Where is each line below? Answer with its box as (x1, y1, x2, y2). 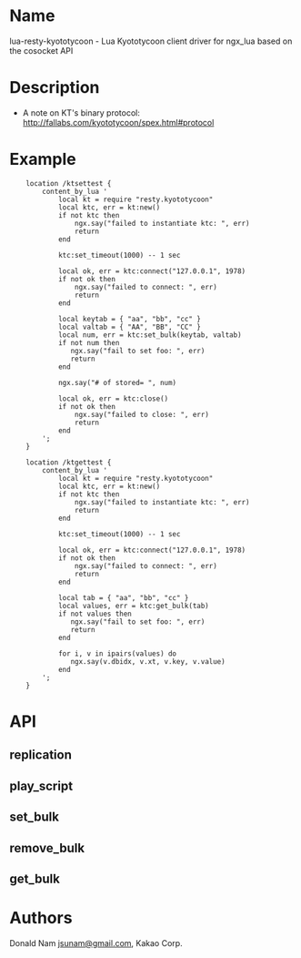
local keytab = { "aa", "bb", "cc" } (57, 314, 202, 323)
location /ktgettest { (25, 457, 112, 467)
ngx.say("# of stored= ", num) (57, 378, 177, 387)
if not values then (57, 609, 132, 618)
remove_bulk (9, 840, 85, 856)
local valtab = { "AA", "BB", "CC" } (57, 322, 202, 331)
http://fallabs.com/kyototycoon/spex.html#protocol (22, 117, 215, 127)
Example (9, 149, 76, 169)
